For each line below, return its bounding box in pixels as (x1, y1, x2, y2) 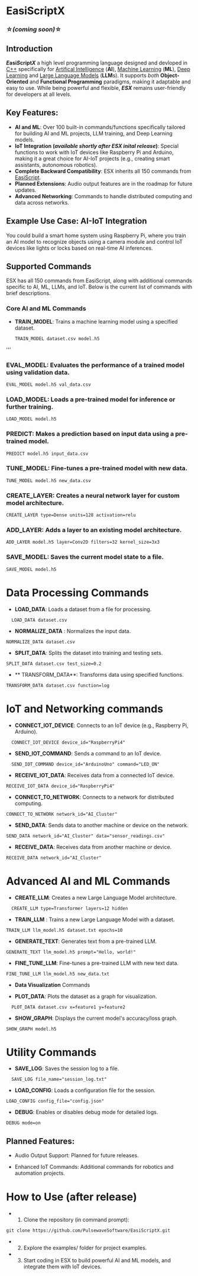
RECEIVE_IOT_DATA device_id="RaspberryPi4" (6, 783, 115, 789)
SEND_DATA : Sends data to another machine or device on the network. (14, 821, 189, 829)
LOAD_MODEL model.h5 (6, 416, 57, 422)
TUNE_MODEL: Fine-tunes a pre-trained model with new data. (6, 464, 188, 473)
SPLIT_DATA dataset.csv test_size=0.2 (6, 661, 102, 667)
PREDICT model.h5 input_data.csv (6, 451, 89, 457)
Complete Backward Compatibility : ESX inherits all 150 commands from (14, 167, 191, 175)
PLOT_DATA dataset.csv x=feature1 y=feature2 (11, 1004, 126, 1010)
